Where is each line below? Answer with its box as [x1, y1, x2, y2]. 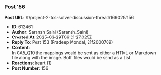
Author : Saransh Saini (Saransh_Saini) [11, 29, 89, 35]
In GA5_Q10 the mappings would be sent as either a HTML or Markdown [11, 50, 156, 56]
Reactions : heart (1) [11, 60, 52, 66]
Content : [11, 45, 30, 51]
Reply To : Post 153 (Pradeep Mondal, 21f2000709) [11, 39, 113, 45]
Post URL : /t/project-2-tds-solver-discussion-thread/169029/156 [4, 15, 134, 20]
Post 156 [4, 3, 25, 10]
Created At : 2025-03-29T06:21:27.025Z [11, 34, 92, 40]
